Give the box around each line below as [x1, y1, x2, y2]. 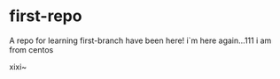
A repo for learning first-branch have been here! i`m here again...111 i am [9, 35, 272, 46]
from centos [9, 44, 54, 54]
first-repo [9, 6, 82, 26]
